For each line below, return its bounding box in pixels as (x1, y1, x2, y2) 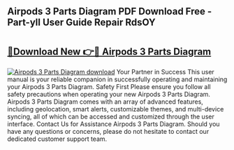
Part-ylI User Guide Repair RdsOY (7, 17, 156, 29)
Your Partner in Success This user (116, 68, 214, 76)
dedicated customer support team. (7, 135, 108, 143)
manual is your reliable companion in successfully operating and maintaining (7, 75, 228, 83)
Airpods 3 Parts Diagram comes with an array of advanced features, (7, 97, 204, 106)
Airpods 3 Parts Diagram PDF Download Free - (7, 6, 212, 18)
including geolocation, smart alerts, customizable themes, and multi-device (7, 105, 224, 113)
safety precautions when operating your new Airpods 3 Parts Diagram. (7, 90, 211, 98)
